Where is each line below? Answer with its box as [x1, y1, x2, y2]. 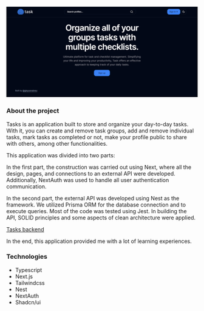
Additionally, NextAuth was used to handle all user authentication [6, 176, 169, 183]
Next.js [15, 273, 33, 280]
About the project [6, 107, 59, 115]
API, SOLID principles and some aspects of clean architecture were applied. [6, 214, 196, 221]
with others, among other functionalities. [6, 140, 108, 147]
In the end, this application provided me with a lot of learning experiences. [6, 238, 192, 245]
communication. [6, 183, 47, 190]
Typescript [15, 266, 42, 273]
